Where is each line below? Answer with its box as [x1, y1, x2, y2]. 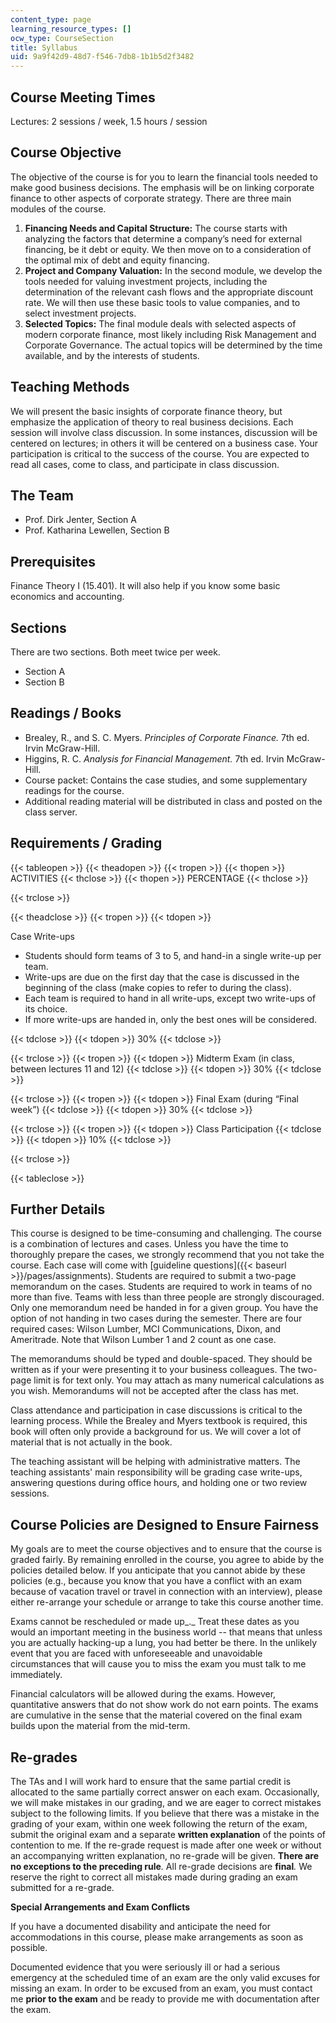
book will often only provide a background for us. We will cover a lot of [10, 1426, 302, 1438]
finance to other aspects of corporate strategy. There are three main [10, 192, 292, 204]
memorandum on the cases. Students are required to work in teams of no [10, 1281, 313, 1293]
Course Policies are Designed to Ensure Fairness [10, 1516, 320, 1533]
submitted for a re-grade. [10, 1882, 115, 1894]
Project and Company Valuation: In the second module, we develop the [24, 264, 323, 276]
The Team [10, 487, 75, 504]
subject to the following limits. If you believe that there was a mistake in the [10, 1807, 320, 1820]
